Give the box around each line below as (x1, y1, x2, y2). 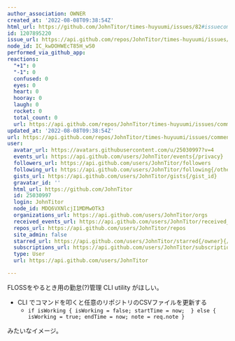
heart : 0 (13, 88, 39, 95)
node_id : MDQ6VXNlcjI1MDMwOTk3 (13, 205, 105, 212)
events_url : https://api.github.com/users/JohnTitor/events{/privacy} (13, 153, 224, 161)
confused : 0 (13, 75, 49, 82)
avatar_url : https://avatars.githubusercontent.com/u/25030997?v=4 (13, 147, 215, 154)
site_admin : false (13, 231, 68, 238)
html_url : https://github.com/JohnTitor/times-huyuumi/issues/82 (7, 23, 201, 30)
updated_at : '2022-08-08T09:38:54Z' (7, 127, 114, 134)
